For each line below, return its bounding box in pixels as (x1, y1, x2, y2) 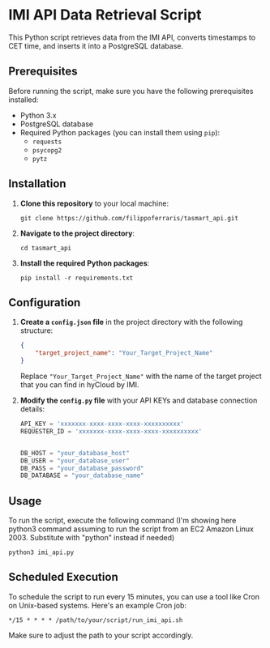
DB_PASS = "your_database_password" (19, 464, 144, 472)
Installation (8, 177, 66, 191)
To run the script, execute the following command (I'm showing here (8, 516, 237, 526)
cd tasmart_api (19, 244, 72, 252)
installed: (8, 95, 39, 104)
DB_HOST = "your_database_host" (19, 449, 130, 457)
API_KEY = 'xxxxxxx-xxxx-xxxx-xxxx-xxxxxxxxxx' (19, 420, 184, 428)
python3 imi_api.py (8, 548, 75, 556)
